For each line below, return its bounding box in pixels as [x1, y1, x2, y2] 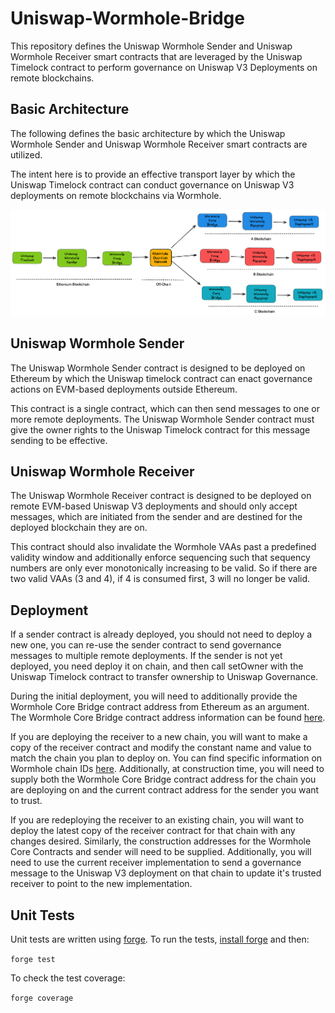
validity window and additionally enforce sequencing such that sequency [10, 552, 311, 564]
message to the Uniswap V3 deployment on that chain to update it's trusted [10, 867, 322, 879]
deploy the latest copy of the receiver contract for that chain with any [10, 825, 296, 837]
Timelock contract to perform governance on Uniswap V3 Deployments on [10, 61, 318, 73]
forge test [10, 954, 56, 964]
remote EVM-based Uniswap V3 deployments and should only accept [10, 500, 298, 512]
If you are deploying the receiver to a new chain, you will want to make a [10, 731, 308, 743]
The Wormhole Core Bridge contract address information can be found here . [10, 712, 326, 724]
